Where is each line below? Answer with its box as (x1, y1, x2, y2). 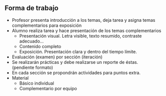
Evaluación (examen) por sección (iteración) (11, 54, 103, 60)
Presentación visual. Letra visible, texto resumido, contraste (19, 33, 142, 39)
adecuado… (19, 38, 44, 44)
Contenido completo (19, 43, 62, 49)
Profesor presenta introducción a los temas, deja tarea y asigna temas (11, 17, 156, 23)
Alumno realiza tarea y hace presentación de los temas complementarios (11, 27, 162, 34)
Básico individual (19, 80, 54, 86)
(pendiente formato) (11, 64, 53, 70)
